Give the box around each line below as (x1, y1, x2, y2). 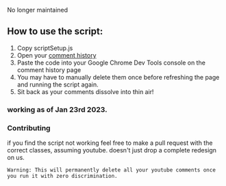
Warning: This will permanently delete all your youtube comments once (7, 167, 216, 174)
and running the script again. (16, 80, 99, 89)
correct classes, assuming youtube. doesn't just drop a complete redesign (7, 146, 217, 154)
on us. (7, 154, 25, 162)
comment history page (16, 65, 81, 74)
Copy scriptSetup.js (16, 44, 73, 52)
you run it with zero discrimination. (7, 173, 118, 180)
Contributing (7, 123, 51, 132)
